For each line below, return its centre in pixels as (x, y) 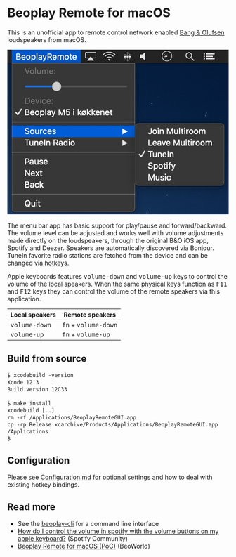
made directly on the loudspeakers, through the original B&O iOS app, (108, 241)
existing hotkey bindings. (43, 485)
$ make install (29, 404)
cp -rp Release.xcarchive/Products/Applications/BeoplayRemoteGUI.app (113, 425)
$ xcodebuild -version (40, 376)
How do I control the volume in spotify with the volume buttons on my (118, 531)
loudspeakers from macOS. (47, 39)
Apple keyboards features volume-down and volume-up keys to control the (118, 277)
